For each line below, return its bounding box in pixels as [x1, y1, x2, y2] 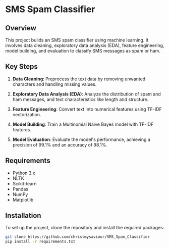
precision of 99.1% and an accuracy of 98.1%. [12, 141, 107, 147]
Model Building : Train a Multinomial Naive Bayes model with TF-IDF [12, 121, 154, 127]
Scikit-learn [12, 180, 37, 186]
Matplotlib [12, 196, 34, 203]
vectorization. [12, 111, 41, 117]
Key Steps [5, 62, 38, 71]
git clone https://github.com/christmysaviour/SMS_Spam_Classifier [5, 234, 150, 239]
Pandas [12, 186, 29, 192]
